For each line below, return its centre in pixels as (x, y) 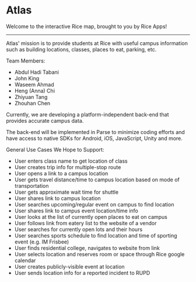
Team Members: (26, 61)
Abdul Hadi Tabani (37, 72)
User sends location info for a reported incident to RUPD (82, 273)
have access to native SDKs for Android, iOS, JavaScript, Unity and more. (94, 138)
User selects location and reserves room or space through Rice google (99, 254)
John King (27, 78)
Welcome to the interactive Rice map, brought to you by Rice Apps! (87, 26)
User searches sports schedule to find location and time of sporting (96, 235)
